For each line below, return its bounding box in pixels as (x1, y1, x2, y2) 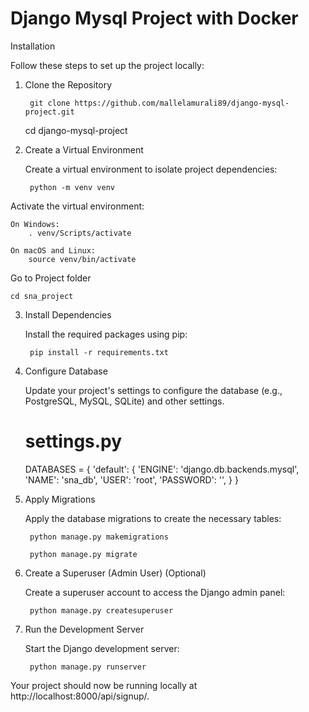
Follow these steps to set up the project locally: (10, 59, 205, 71)
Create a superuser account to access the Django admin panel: (24, 586, 286, 598)
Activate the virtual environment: (10, 200, 145, 212)
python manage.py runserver (29, 662, 147, 672)
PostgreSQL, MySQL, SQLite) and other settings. (24, 395, 225, 407)
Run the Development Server (24, 623, 145, 635)
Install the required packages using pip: (24, 328, 188, 340)
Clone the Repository (24, 78, 113, 91)
